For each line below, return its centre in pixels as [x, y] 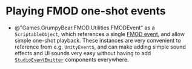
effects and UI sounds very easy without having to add [83, 53]
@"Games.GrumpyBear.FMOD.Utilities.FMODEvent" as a [84, 28]
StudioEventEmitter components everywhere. [71, 59]
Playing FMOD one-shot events [86, 11]
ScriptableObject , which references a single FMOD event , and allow [100, 34]
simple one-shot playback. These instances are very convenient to [98, 40]
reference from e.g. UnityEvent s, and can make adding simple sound [100, 47]
